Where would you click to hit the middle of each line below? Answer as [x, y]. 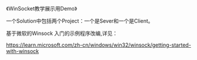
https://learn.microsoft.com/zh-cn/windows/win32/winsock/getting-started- [98, 45]
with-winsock [23, 51]
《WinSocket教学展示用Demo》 [42, 8]
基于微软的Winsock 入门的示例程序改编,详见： [62, 33]
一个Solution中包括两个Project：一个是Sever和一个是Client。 [80, 21]
